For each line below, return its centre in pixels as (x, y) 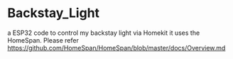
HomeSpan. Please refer (43, 40)
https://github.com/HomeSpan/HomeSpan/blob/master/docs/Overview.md (116, 48)
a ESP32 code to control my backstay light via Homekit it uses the (104, 33)
